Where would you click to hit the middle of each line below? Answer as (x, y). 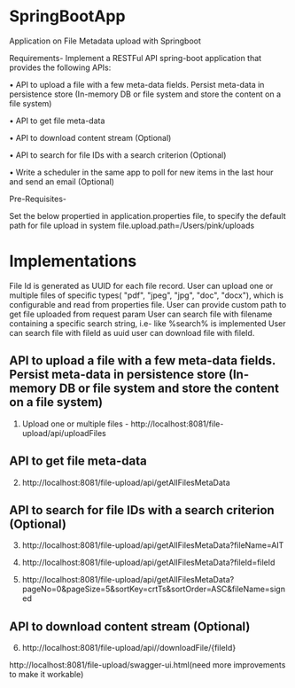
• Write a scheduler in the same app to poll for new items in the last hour (141, 172)
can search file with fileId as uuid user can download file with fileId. (132, 332)
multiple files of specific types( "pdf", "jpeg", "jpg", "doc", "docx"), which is (146, 295)
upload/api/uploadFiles (64, 433)
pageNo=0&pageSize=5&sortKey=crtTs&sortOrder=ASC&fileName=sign (154, 589)
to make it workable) (47, 675)
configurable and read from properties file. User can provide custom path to (148, 304)
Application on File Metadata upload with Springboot (105, 41)
